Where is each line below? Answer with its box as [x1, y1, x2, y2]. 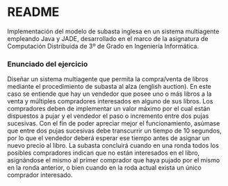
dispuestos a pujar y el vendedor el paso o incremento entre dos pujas [7, 112, 209, 120]
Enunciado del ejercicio [7, 59, 88, 69]
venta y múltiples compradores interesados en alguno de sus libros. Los [7, 97, 213, 105]
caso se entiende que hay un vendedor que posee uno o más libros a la [7, 90, 212, 98]
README [7, 4, 60, 20]
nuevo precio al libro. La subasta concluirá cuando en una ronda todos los [7, 142, 219, 150]
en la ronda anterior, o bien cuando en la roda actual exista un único [7, 164, 202, 172]
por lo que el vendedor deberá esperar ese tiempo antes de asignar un [7, 134, 210, 142]
